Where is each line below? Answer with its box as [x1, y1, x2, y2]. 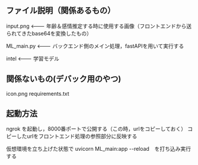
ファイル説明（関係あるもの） [6, 5, 116, 16]
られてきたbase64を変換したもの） [6, 30, 92, 37]
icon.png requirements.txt [6, 90, 69, 97]
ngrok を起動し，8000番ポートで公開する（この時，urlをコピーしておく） [6, 125, 187, 132]
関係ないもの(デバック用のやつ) [6, 74, 122, 84]
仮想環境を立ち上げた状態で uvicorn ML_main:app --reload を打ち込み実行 [6, 145, 191, 153]
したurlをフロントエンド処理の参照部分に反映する [16, 132, 138, 140]
